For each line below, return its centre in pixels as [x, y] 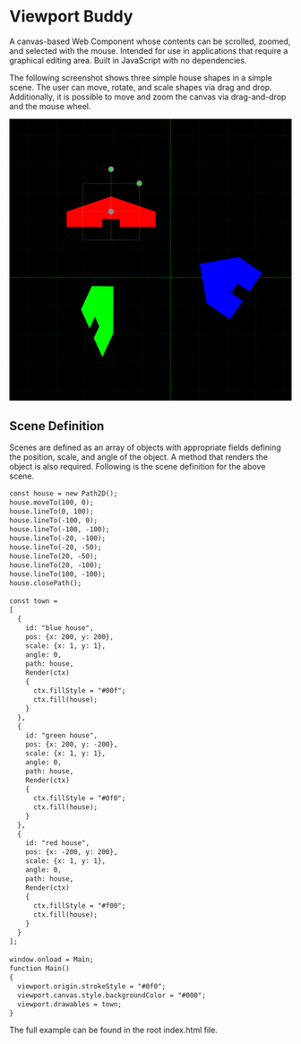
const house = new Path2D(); [64, 494]
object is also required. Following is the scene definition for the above [138, 467]
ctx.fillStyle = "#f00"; [79, 906]
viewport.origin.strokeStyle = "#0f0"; [92, 987]
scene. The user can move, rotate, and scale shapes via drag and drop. [141, 87]
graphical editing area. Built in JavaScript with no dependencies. [128, 60]
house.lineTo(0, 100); [52, 512]
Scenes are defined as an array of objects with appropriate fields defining [146, 448]
